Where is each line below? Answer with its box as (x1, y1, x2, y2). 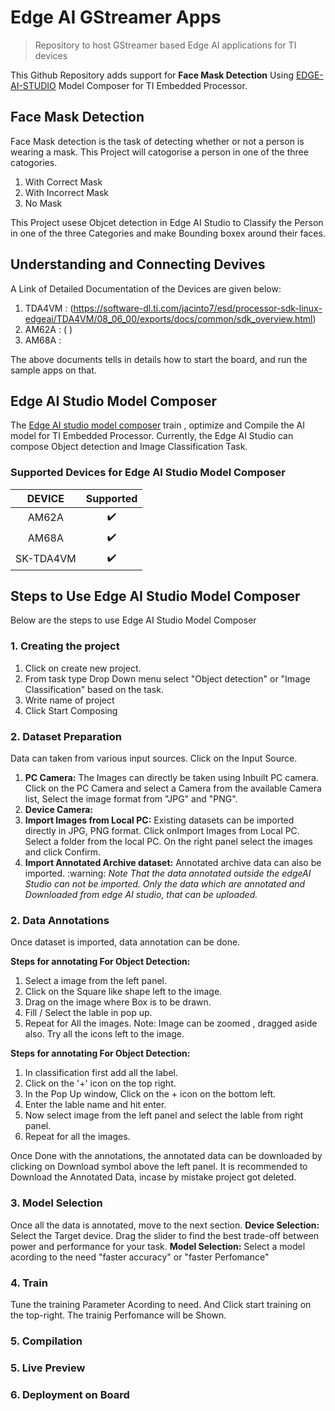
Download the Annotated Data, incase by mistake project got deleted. (10, 1171, 297, 1183)
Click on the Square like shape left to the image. (24, 986, 223, 998)
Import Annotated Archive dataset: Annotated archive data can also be (24, 857, 322, 869)
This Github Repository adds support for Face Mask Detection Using (10, 69, 294, 81)
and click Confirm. (24, 846, 102, 858)
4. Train (10, 1276, 48, 1290)
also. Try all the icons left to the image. (24, 1028, 185, 1040)
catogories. (10, 156, 58, 168)
